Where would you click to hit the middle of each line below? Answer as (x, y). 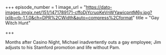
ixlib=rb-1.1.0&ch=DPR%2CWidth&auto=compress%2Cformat (69, 18)
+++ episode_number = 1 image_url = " (46, 7)
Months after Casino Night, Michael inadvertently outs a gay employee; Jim (83, 42)
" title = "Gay (146, 18)
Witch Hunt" (18, 23)
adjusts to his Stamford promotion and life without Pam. (63, 47)
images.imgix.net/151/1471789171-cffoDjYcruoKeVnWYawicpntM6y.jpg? (79, 12)
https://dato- (99, 7)
